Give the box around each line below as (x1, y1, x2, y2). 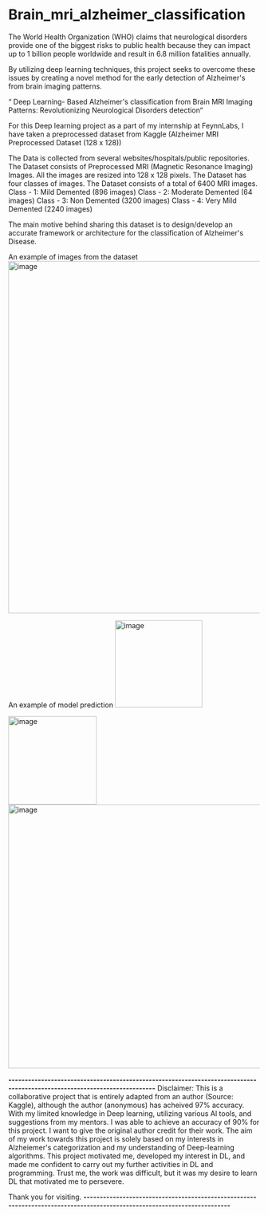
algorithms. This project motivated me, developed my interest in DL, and (8, 1151, 246, 1161)
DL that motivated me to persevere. (8, 1176, 125, 1186)
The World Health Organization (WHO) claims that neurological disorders (8, 32, 248, 42)
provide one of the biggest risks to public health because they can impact (8, 40, 251, 49)
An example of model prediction (8, 700, 114, 710)
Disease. (8, 236, 37, 246)
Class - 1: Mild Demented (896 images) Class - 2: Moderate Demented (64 (8, 187, 253, 196)
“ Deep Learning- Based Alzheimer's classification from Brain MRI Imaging (8, 97, 253, 106)
